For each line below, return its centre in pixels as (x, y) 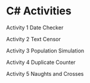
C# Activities (39, 11)
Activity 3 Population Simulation (45, 50)
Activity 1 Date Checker (35, 27)
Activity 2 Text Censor (33, 39)
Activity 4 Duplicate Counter (41, 62)
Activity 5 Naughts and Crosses (45, 73)
